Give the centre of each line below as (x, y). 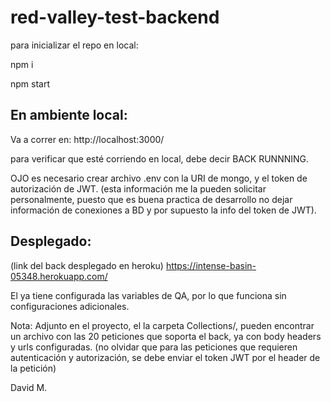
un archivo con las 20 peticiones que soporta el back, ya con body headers (166, 336)
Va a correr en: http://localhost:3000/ (87, 139)
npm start (30, 83)
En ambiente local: (69, 115)
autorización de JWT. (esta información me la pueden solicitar (138, 188)
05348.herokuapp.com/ (59, 276)
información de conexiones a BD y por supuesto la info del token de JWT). (163, 210)
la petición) (33, 368)
